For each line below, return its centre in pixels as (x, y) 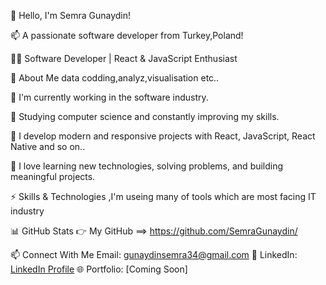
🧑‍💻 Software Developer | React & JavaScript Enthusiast (124, 58)
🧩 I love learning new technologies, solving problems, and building (147, 166)
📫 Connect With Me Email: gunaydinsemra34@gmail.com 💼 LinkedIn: (154, 254)
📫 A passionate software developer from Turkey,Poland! (127, 35)
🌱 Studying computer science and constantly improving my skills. (145, 116)
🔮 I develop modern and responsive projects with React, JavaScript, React (163, 136)
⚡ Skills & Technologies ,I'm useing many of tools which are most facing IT (163, 196)
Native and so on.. (48, 146)
